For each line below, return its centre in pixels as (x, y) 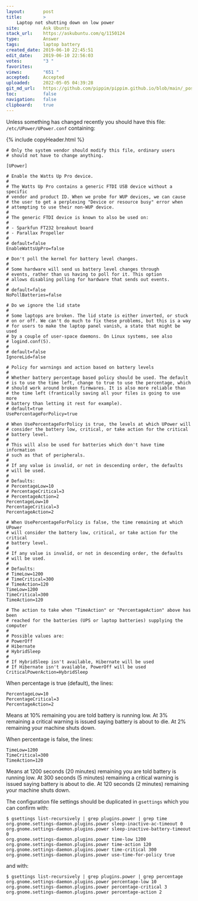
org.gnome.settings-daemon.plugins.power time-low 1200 (76, 839)
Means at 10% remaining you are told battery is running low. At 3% (87, 715)
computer (17, 626)
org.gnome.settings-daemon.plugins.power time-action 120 (79, 844)
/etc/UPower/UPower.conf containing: (51, 128)
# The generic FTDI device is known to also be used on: (77, 217)
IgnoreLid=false (26, 357)
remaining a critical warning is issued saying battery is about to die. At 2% (96, 722)
